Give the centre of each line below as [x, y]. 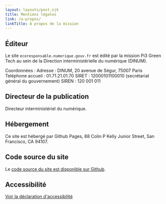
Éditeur [17, 43]
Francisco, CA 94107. [27, 141]
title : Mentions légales [31, 14]
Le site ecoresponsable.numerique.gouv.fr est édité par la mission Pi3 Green [83, 56]
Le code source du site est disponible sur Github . [55, 169]
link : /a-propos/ [23, 19]
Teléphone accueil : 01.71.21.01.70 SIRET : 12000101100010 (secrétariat [77, 76]
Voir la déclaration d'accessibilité [39, 197]
